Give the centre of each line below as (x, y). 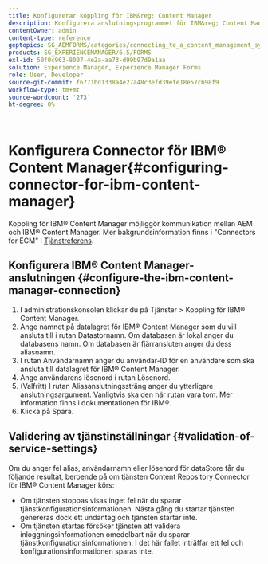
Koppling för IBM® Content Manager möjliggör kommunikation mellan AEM (131, 224)
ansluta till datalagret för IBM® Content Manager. (100, 369)
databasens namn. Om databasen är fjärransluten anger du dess (126, 343)
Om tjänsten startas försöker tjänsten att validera (100, 526)
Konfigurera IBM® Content (75, 266)
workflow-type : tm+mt (44, 90)
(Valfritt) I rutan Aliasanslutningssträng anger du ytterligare (116, 386)
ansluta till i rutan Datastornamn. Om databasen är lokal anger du (126, 335)
